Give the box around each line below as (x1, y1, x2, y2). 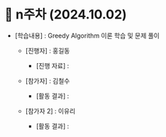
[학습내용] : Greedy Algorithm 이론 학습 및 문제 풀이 (14, 31, 160, 40)
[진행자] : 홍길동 (25, 46, 70, 55)
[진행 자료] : (35, 61, 70, 70)
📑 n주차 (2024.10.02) (4, 6, 127, 23)
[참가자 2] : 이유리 (25, 106, 76, 115)
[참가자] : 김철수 (25, 76, 70, 85)
